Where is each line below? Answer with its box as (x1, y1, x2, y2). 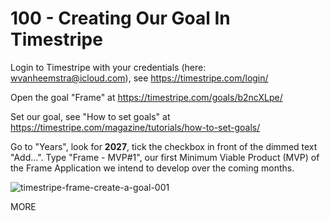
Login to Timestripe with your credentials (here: (10, 61, 207, 73)
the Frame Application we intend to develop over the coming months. (10, 162, 295, 174)
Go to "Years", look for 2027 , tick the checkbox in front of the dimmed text (10, 140, 318, 152)
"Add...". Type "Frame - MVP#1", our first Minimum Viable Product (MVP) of (10, 151, 320, 163)
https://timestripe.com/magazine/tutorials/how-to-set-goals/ (10, 121, 261, 133)
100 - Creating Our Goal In (10, 7, 231, 30)
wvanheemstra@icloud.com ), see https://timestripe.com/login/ (10, 72, 269, 84)
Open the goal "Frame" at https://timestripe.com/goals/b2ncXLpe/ (10, 91, 283, 103)
